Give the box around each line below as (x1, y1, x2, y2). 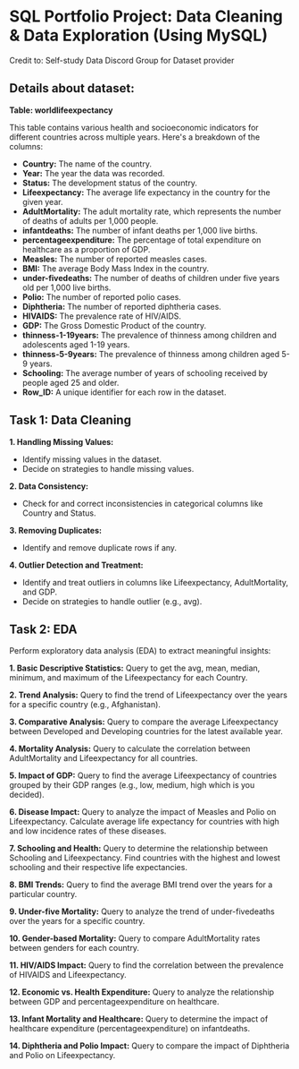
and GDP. (21, 586, 58, 597)
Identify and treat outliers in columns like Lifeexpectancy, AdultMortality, (21, 577, 288, 587)
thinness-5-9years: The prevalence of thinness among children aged (21, 348, 279, 359)
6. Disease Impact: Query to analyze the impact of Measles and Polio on (9, 807, 277, 817)
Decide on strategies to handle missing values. (21, 463, 195, 474)
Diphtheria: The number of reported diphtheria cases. (21, 301, 221, 312)
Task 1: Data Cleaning (9, 413, 132, 428)
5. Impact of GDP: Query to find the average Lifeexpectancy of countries (9, 770, 278, 781)
